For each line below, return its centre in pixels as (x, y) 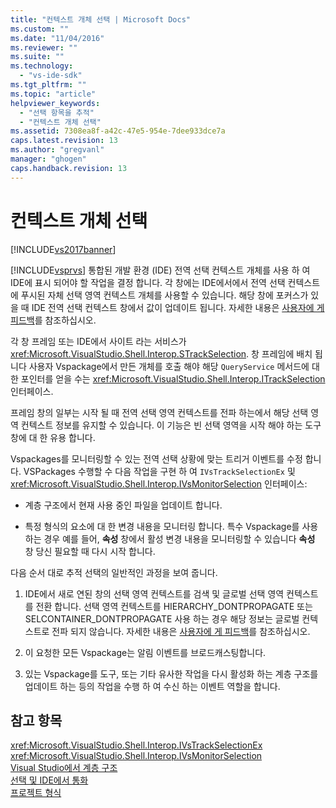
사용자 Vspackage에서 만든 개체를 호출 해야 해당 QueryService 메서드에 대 (174, 366)
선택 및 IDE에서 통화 (49, 780)
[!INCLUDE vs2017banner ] (63, 249)
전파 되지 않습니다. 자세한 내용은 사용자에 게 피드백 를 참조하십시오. (181, 631)
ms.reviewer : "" (44, 47)
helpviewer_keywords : (55, 103)
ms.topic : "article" (53, 94)
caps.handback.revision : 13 (69, 168)
